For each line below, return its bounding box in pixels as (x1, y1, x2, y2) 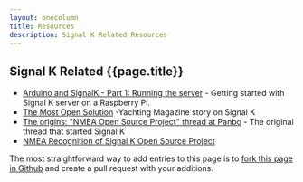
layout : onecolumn (9, 13, 79, 23)
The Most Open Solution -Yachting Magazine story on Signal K (22, 107, 256, 118)
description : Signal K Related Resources (9, 30, 168, 39)
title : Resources (9, 22, 75, 31)
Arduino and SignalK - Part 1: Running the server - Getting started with (22, 88, 285, 99)
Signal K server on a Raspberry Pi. (22, 97, 151, 109)
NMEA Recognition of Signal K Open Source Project (22, 136, 215, 147)
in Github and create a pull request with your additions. (9, 163, 214, 174)
